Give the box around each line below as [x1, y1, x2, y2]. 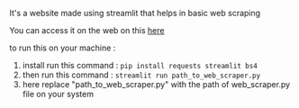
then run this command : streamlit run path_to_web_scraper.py [22, 69, 261, 80]
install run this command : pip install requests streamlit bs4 [22, 60, 258, 70]
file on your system [22, 89, 95, 99]
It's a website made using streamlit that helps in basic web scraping [9, 8, 261, 18]
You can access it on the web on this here [9, 25, 165, 35]
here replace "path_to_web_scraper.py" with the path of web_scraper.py [22, 79, 291, 89]
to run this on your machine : [9, 42, 116, 53]
